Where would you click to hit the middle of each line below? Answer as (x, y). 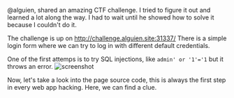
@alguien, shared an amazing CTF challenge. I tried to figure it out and (109, 10)
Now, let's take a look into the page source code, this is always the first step (117, 80)
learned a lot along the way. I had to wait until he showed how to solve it (111, 17)
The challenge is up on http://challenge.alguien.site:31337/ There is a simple (117, 38)
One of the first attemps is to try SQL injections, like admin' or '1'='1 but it (115, 59)
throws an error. (30, 66)
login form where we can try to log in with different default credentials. (109, 46)
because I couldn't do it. (42, 25)
